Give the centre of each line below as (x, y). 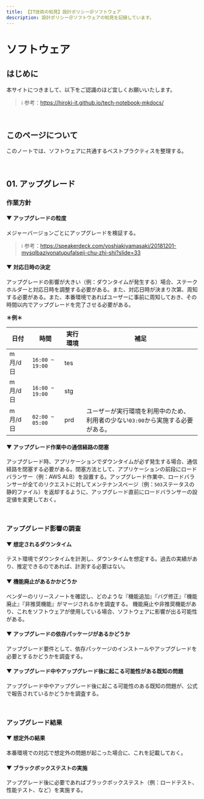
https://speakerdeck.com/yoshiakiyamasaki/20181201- (108, 245)
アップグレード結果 (34, 722)
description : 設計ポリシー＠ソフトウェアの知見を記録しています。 (80, 18)
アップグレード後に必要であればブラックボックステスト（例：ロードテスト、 (102, 783)
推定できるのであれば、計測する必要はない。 (73, 566)
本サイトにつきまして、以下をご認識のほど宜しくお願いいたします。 (91, 89)
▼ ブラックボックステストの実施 (47, 768)
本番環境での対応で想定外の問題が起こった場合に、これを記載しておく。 (96, 753)
